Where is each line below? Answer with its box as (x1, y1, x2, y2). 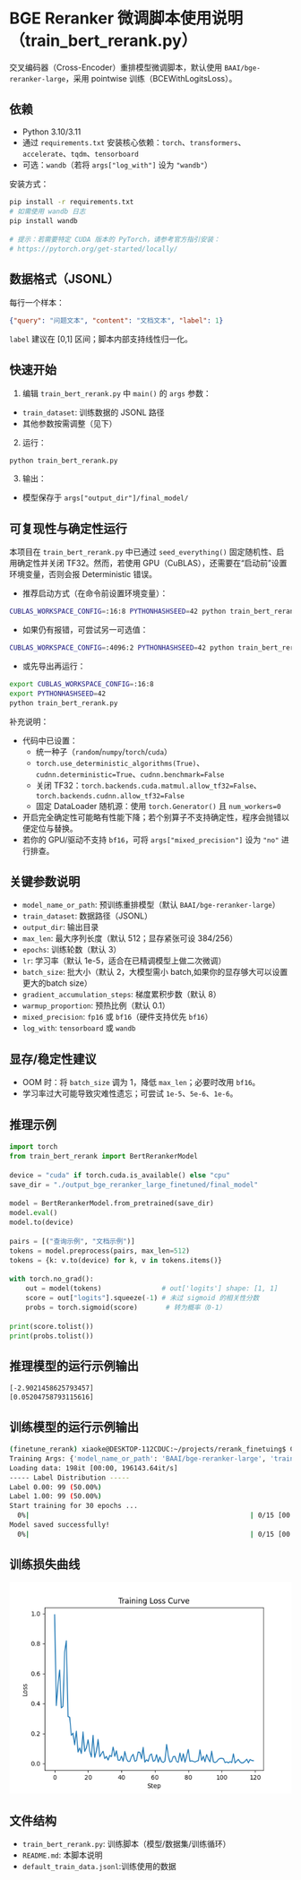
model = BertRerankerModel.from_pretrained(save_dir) (9, 1199, 215, 1208)
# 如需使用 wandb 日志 (9, 207, 86, 216)
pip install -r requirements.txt (9, 197, 134, 206)
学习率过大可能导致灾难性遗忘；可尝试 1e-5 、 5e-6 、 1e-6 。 (21, 1088, 238, 1099)
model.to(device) (9, 1218, 74, 1227)
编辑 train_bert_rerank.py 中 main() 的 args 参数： (21, 387, 212, 399)
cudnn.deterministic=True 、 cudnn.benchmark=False (35, 768, 225, 780)
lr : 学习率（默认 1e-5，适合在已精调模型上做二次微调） (21, 955, 227, 966)
